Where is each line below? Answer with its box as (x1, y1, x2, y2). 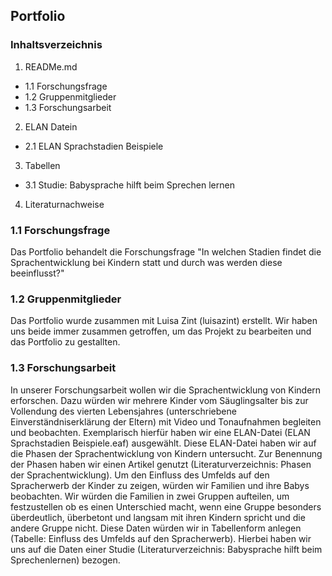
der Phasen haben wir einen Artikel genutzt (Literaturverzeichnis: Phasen (10, 458, 312, 470)
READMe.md (24, 60, 78, 73)
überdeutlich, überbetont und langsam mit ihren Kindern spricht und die (10, 511, 306, 523)
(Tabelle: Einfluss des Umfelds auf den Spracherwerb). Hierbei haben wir (10, 532, 312, 544)
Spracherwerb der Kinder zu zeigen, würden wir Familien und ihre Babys (10, 479, 310, 491)
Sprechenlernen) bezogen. (10, 554, 121, 566)
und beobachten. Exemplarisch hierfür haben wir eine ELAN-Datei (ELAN (10, 426, 311, 438)
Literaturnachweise (24, 198, 105, 210)
